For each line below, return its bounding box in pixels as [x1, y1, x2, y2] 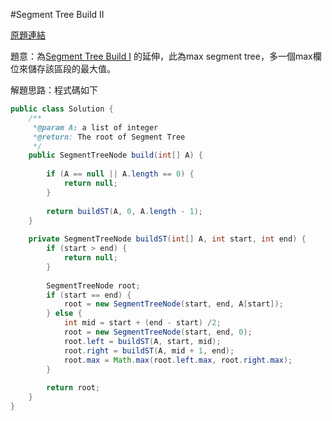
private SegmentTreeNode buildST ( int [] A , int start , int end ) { [28, 234, 307, 244]
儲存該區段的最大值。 [27, 63, 116, 74]
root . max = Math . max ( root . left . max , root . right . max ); [63, 355, 293, 365]
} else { [46, 309, 83, 319]
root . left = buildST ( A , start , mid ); [63, 336, 222, 346]
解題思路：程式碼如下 [10, 84, 98, 96]
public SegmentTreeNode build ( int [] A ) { [28, 150, 203, 161]
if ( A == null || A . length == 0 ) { [46, 169, 195, 179]
